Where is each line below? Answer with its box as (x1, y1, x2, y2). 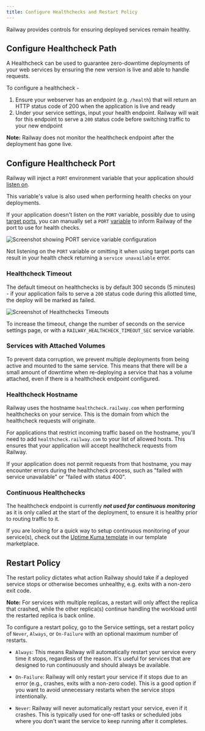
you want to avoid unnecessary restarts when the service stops (15, 686, 175, 694)
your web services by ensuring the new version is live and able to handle (6, 66, 189, 73)
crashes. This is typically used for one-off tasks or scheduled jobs (15, 711, 182, 718)
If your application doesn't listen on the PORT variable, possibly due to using (6, 211, 195, 219)
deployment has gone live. (6, 140, 73, 148)
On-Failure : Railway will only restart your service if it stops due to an (15, 673, 188, 681)
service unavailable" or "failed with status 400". (6, 473, 126, 481)
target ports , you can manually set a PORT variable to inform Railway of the (6, 217, 192, 225)
